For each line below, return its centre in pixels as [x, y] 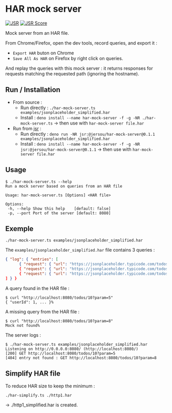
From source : [27, 102]
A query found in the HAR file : [37, 288]
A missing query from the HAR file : [42, 312]
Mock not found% [23, 325]
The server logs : [23, 335]
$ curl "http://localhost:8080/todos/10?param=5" [59, 298]
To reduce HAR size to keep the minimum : [50, 386]
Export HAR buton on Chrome [43, 53]
